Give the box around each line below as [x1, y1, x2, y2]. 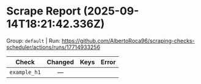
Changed [46, 57, 75, 66]
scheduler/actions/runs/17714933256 [6, 44, 101, 51]
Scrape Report [6, 4, 81, 18]
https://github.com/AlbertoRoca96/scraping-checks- [61, 37, 195, 44]
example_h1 [9, 68, 41, 76]
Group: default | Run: [6, 37, 60, 44]
